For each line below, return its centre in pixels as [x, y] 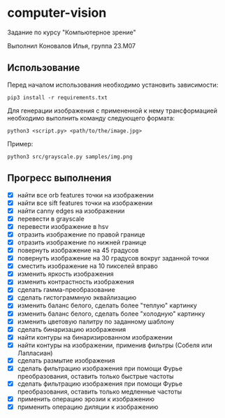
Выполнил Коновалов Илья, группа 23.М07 [72, 46]
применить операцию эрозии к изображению [86, 399]
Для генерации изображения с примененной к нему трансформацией [112, 111]
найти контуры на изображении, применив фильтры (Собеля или [115, 345]
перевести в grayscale [51, 218]
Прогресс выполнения [59, 178]
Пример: [20, 144]
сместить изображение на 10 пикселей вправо [88, 266]
